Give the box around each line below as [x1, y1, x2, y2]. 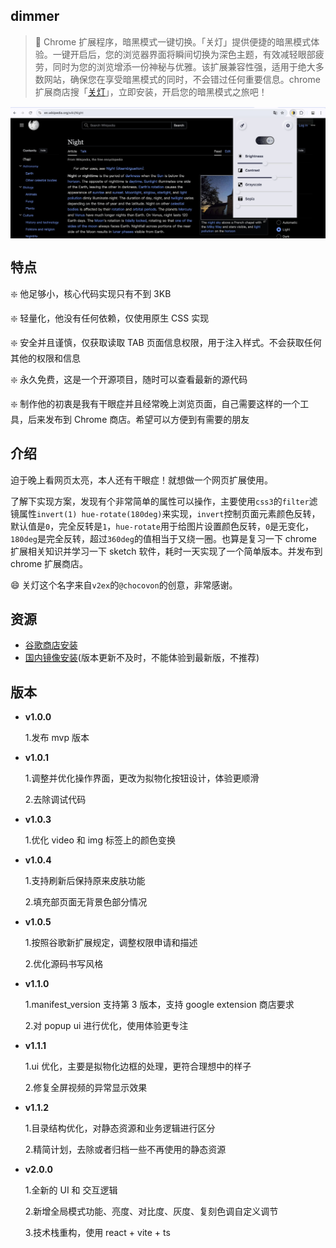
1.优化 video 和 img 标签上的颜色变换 [24, 834, 176, 846]
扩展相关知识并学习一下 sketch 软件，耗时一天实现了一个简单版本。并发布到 [10, 545, 323, 557]
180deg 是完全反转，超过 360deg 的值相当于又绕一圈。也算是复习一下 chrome [10, 532, 317, 544]
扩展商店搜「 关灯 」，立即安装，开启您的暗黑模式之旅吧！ [34, 85, 268, 98]
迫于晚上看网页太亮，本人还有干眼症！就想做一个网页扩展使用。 [10, 474, 273, 486]
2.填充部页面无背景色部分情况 [24, 896, 148, 908]
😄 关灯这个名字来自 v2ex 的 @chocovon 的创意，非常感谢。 [10, 579, 238, 591]
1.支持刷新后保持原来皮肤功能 [24, 875, 146, 887]
